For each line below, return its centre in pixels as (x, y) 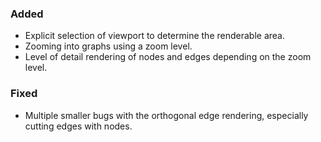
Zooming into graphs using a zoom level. (108, 46)
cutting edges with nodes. (78, 126)
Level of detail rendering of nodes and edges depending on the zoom (168, 57)
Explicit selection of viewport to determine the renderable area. (154, 36)
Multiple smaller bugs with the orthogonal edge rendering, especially (166, 115)
